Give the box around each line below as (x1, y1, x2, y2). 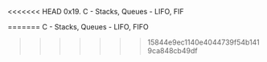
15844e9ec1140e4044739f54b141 (147, 37, 261, 47)
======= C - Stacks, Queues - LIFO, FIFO (7, 22, 150, 31)
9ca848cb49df (147, 46, 198, 55)
